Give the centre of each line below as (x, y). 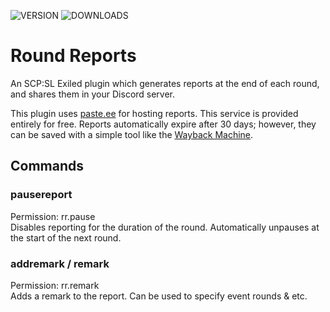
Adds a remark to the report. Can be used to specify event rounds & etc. (159, 296)
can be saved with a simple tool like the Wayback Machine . (132, 134)
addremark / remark (60, 263)
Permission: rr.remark (55, 285)
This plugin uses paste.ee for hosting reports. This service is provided (154, 113)
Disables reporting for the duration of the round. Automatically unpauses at (165, 227)
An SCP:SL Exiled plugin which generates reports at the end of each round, (165, 83)
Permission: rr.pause (53, 216)
